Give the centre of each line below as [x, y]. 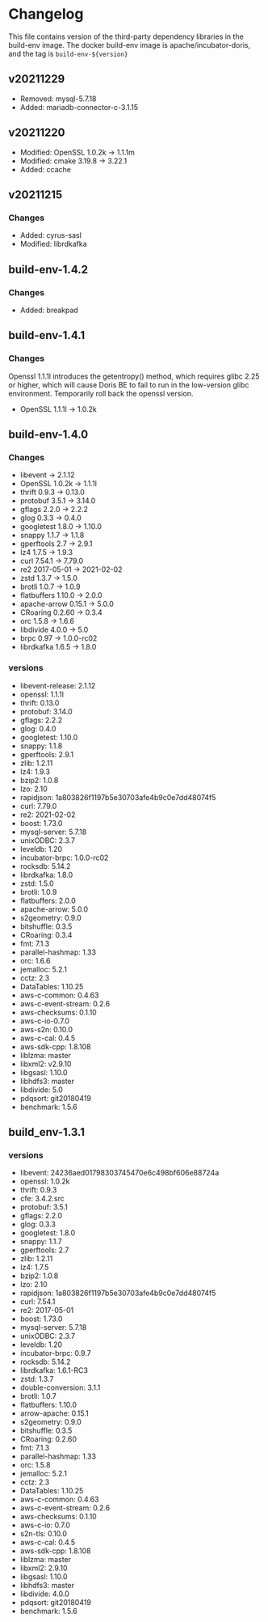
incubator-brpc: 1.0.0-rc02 [64, 858]
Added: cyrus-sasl [51, 235]
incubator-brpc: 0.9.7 [55, 1353]
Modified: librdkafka [53, 244]
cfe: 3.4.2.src [42, 1199]
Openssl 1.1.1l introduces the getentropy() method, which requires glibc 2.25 [134, 376]
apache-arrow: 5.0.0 [54, 909]
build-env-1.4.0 [48, 435]
